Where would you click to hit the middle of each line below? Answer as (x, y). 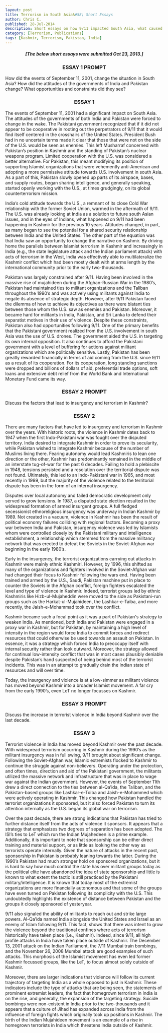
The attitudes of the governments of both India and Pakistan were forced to (83, 118)
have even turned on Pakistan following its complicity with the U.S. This (79, 893)
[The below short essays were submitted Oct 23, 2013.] (84, 54)
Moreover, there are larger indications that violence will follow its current (80, 977)
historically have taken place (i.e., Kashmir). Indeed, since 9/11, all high (78, 935)
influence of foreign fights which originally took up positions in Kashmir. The (84, 1014)
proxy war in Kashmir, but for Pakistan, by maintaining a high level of (76, 627)
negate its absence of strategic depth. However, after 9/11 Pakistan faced (81, 298)
